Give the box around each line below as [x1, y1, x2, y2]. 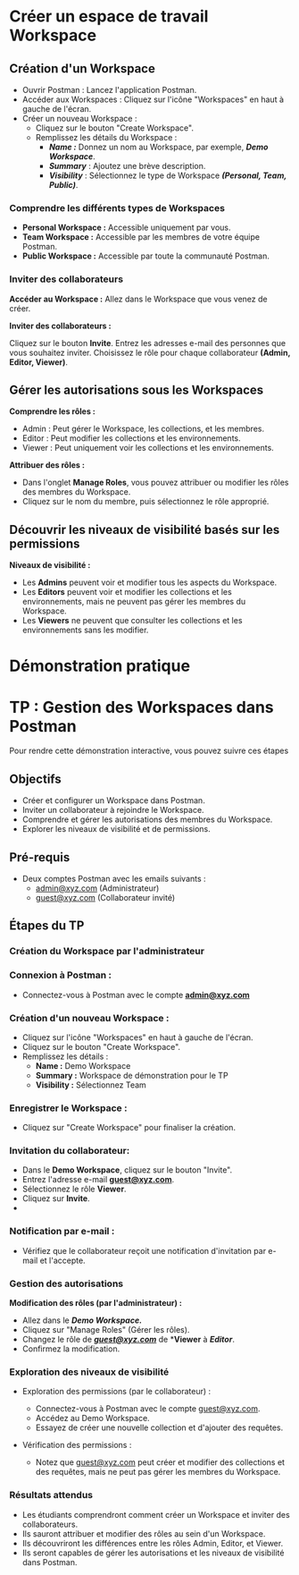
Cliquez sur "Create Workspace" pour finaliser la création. [21, 1122, 237, 1133]
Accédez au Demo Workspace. [35, 1413, 150, 1424]
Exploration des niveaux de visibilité [9, 1366, 170, 1378]
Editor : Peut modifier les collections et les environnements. [21, 433, 241, 444]
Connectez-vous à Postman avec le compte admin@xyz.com [21, 989, 250, 1000]
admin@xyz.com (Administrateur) [35, 883, 160, 893]
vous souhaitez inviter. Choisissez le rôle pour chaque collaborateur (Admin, [9, 347, 291, 358]
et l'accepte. [39, 1255, 87, 1266]
